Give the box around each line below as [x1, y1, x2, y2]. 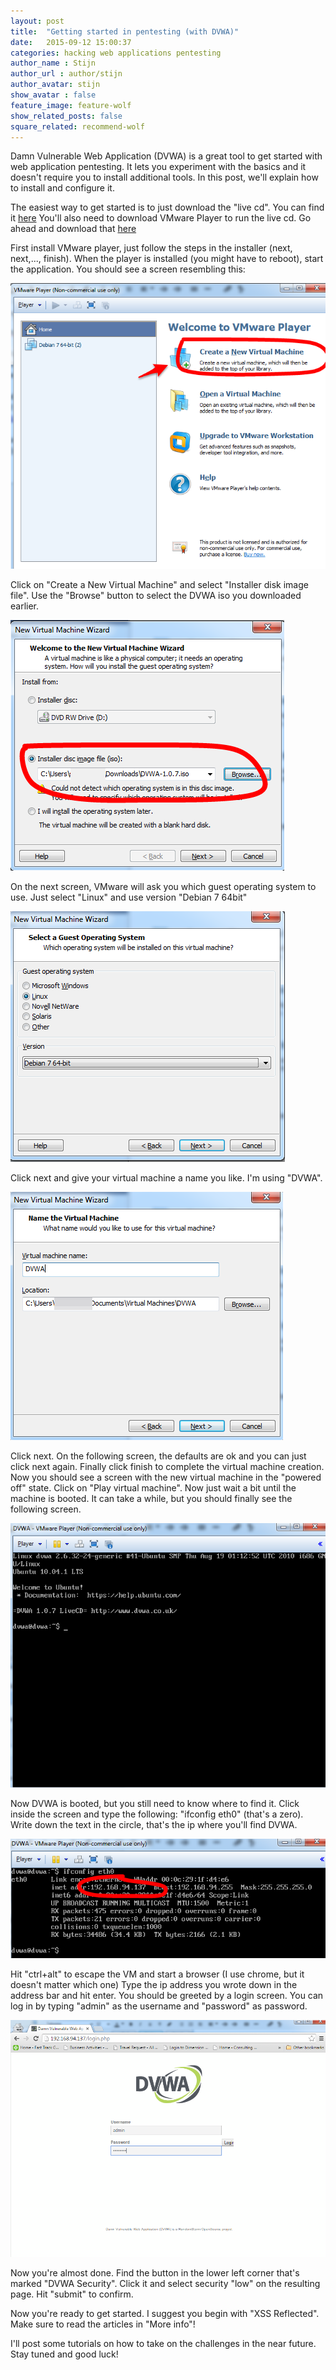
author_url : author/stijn [10, 69, 123, 79]
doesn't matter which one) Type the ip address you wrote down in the [10, 1979, 298, 1991]
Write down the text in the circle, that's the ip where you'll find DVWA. [10, 1818, 298, 1830]
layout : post [10, 16, 65, 26]
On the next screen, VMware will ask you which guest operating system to [10, 880, 317, 892]
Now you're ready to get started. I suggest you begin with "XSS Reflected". [10, 2307, 320, 2319]
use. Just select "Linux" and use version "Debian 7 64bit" [10, 891, 248, 903]
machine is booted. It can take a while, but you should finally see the [10, 1492, 293, 1504]
